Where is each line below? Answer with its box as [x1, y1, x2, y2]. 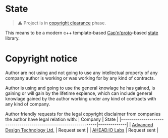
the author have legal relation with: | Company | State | [5, 116, 119, 122]
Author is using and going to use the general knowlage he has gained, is [5, 85, 155, 91]
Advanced [132, 121, 153, 127]
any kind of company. [5, 101, 50, 107]
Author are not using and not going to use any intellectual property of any [5, 70, 158, 76]
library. [5, 35, 20, 41]
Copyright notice [5, 53, 78, 64]
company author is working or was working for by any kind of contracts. [5, 75, 155, 81]
